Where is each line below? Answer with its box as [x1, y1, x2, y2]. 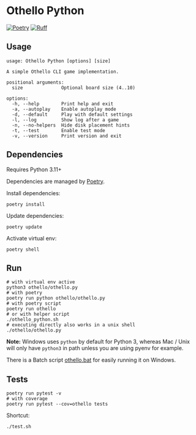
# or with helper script [6, 311, 70, 318]
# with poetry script [6, 300, 62, 307]
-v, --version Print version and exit [12, 133, 122, 139]
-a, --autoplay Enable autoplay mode [12, 106, 116, 112]
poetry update [6, 224, 43, 230]
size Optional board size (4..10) [12, 84, 136, 91]
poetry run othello [6, 306, 56, 312]
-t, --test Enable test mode [12, 127, 105, 133]
